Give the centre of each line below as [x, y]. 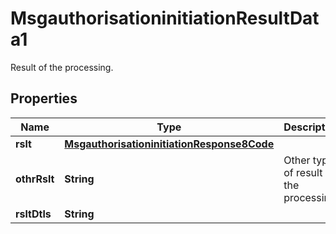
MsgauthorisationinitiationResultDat [165, 18]
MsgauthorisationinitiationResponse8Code [169, 144]
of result [303, 172]
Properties [44, 98]
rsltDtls [33, 214]
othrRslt [35, 179]
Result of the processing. [62, 67]
